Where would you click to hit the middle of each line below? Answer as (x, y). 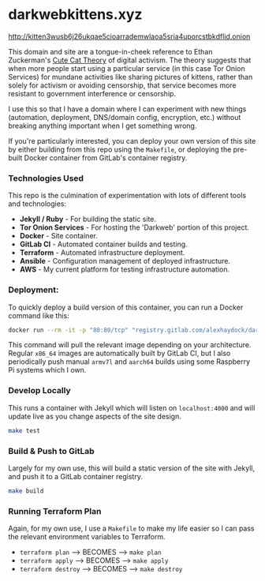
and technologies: (37, 204)
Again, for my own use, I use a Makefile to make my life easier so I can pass (131, 529)
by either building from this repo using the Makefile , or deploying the (120, 149)
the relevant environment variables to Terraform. (87, 537)
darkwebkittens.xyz (75, 15)
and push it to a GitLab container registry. (76, 476)
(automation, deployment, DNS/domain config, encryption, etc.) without (125, 117)
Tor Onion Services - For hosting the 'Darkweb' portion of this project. (134, 227)
